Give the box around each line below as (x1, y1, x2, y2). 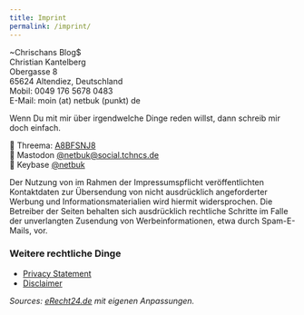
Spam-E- (261, 215, 296, 226)
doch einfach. (9, 122, 62, 133)
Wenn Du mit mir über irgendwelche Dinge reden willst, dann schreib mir (9, 113, 281, 123)
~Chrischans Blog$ (9, 46, 82, 57)
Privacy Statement (22, 268, 93, 279)
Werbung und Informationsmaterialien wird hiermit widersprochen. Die (9, 196, 273, 207)
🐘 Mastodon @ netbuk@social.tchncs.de (9, 149, 160, 160)
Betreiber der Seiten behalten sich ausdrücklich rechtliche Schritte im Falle (9, 205, 289, 216)
